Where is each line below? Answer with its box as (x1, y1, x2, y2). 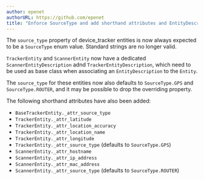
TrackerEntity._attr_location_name (15, 129, 106, 136)
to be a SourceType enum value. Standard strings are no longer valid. (6, 43, 177, 50)
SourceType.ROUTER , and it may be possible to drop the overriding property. (6, 86, 192, 93)
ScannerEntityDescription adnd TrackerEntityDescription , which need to (6, 61, 191, 68)
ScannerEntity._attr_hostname (15, 149, 92, 155)
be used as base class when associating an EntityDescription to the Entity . (6, 68, 198, 75)
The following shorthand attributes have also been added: (6, 97, 151, 104)
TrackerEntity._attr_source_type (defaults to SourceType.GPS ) (15, 141, 171, 149)
